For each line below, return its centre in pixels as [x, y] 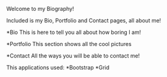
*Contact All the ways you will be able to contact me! [73, 56]
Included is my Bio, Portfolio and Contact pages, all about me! [84, 20]
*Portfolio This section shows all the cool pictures [69, 44]
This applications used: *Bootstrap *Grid [58, 67]
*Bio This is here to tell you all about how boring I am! [74, 32]
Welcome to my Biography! [40, 9]
